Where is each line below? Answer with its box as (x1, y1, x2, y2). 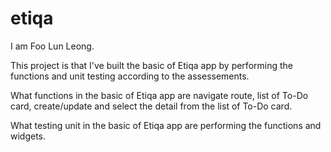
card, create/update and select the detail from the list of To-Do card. (10, 100, 293, 112)
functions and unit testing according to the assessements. (10, 70, 250, 82)
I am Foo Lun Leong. (10, 40, 95, 52)
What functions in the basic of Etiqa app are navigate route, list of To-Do (10, 89, 309, 101)
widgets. (10, 130, 47, 142)
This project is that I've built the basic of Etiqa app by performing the (10, 59, 293, 71)
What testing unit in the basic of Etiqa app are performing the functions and (10, 119, 322, 131)
